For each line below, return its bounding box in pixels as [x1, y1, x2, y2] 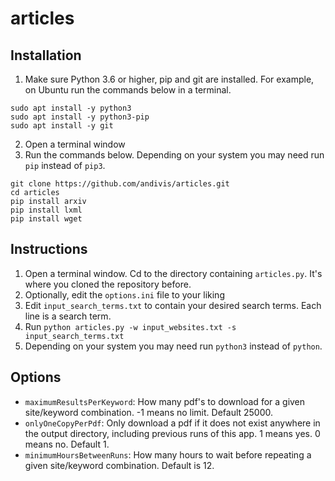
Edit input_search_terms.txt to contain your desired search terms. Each [24, 299, 322, 311]
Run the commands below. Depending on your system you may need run [24, 149, 325, 161]
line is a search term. [24, 310, 112, 322]
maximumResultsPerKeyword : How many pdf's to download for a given [24, 395, 306, 407]
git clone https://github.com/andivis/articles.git [10, 179, 230, 189]
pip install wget [10, 214, 83, 224]
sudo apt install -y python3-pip [10, 112, 150, 122]
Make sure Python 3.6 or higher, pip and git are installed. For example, [24, 73, 315, 85]
